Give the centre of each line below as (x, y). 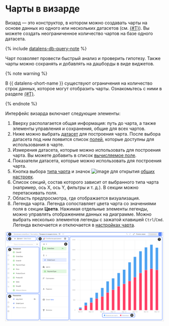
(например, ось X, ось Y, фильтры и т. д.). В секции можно (75, 187)
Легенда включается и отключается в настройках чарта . (74, 225)
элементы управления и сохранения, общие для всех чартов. (79, 128)
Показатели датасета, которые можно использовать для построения (87, 160)
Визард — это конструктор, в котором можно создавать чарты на (76, 23)
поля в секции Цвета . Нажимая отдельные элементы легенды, (80, 209)
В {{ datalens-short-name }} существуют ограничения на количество (79, 83)
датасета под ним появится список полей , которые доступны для (83, 139)
